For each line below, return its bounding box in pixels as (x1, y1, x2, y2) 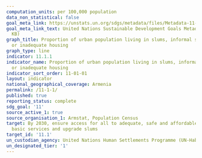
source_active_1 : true (6, 109, 63, 115)
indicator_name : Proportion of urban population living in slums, (6, 59, 176, 65)
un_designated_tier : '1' (6, 142, 69, 149)
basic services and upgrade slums (11, 126, 98, 132)
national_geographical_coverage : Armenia (6, 82, 112, 88)
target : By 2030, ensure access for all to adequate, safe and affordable (6, 121, 198, 127)
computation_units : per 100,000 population (6, 8, 117, 15)
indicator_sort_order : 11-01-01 (6, 70, 87, 76)
